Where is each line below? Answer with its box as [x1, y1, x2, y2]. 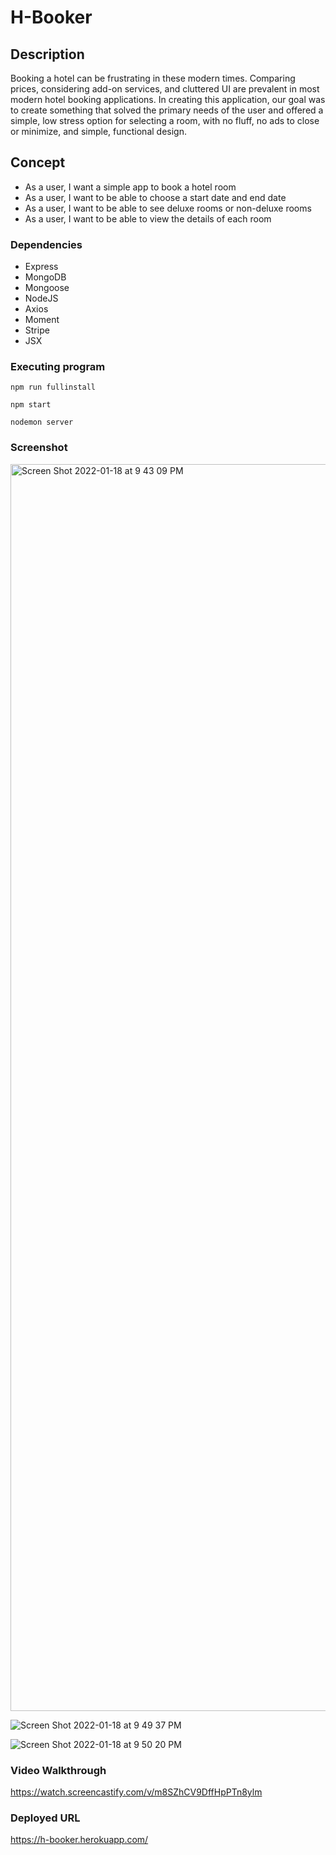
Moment [24, 314, 60, 326]
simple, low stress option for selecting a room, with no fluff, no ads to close [10, 115, 320, 126]
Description [10, 46, 85, 63]
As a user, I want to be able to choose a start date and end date [24, 191, 287, 203]
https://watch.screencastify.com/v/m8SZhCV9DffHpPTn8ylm [10, 1786, 263, 1798]
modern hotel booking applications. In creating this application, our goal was [10, 94, 326, 105]
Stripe [24, 324, 50, 336]
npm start [10, 400, 52, 410]
